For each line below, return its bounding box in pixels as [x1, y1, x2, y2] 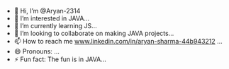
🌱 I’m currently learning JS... [13, 22, 97, 30]
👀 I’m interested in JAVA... [13, 14, 90, 23]
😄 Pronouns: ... [13, 47, 60, 56]
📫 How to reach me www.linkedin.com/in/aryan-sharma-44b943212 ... [13, 37, 223, 45]
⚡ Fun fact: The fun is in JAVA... [13, 55, 106, 63]
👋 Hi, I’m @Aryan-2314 [13, 7, 81, 15]
